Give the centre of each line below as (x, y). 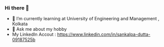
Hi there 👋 (17, 8)
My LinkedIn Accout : (34, 35)
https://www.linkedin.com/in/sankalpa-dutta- (104, 35)
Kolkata (20, 24)
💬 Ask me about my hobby (39, 29)
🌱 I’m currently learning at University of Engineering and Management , (86, 19)
